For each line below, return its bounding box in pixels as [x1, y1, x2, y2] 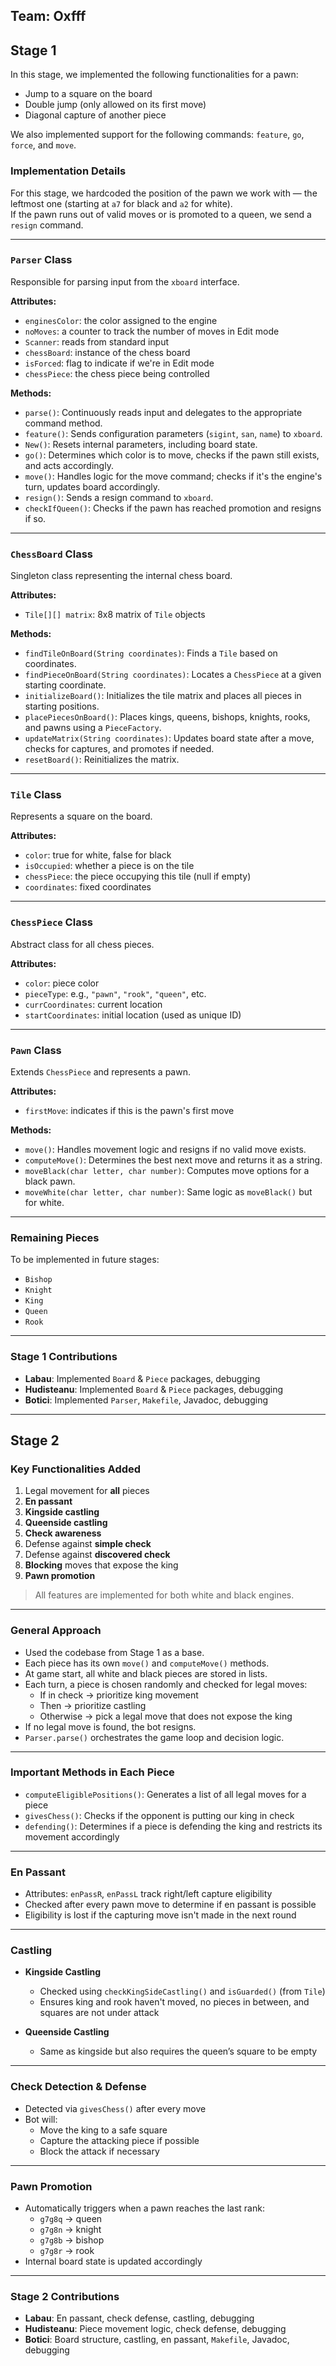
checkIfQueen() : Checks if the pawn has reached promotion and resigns [24, 502, 322, 514]
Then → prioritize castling [39, 1699, 147, 1711]
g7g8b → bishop [39, 2234, 105, 2246]
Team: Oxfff [10, 8, 87, 25]
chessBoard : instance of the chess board [24, 346, 191, 358]
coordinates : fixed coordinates [24, 881, 152, 893]
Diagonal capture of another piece [24, 109, 167, 121]
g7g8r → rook [39, 2245, 95, 2257]
